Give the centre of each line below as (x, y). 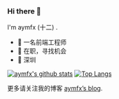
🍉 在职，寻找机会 (42, 51)
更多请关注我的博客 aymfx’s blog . (55, 88)
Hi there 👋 (24, 11)
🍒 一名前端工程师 (42, 42)
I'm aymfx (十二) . (33, 27)
